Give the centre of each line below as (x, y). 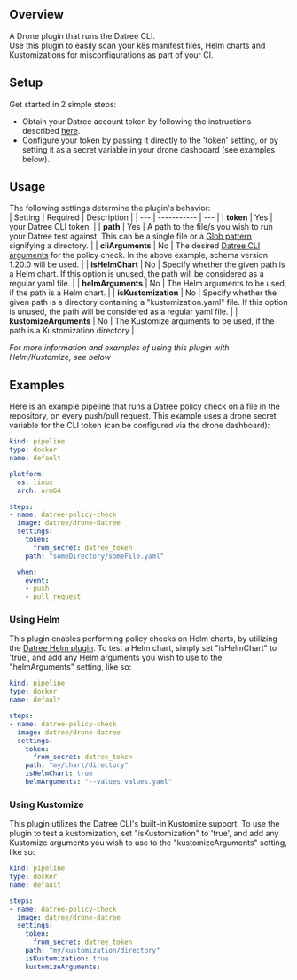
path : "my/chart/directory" (77, 765)
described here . (51, 130)
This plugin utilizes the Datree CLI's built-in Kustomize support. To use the (145, 824)
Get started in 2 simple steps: (63, 104)
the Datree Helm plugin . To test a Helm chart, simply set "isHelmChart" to (143, 648)
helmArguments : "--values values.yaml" (99, 782)
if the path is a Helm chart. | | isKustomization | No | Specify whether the (143, 293)
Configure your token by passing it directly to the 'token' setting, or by (150, 140)
